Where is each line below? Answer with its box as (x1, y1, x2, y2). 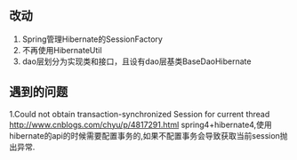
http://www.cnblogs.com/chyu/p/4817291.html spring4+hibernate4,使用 (9, 119, 273, 130)
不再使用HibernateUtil (21, 44, 102, 55)
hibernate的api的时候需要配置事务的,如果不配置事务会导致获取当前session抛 (9, 130, 288, 140)
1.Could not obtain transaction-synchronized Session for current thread (9, 108, 270, 119)
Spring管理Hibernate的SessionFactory (21, 34, 163, 44)
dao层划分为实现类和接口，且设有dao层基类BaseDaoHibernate (21, 56, 252, 67)
